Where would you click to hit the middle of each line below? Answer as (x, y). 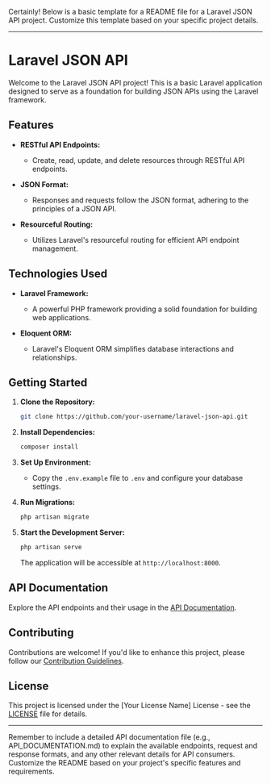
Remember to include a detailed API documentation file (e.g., (110, 737)
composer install (49, 447)
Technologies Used (58, 274)
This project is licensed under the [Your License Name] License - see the (130, 706)
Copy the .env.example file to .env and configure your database (138, 478)
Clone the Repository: (57, 402)
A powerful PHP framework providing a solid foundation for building (145, 309)
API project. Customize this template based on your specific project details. (133, 20)
